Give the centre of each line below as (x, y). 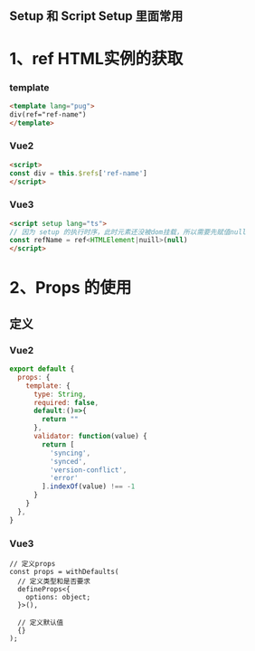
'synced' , (68, 461)
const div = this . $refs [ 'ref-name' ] (78, 173)
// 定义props (33, 564)
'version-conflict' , (88, 470)
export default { (42, 369)
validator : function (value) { (90, 437)
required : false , (66, 402)
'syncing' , (70, 453)
